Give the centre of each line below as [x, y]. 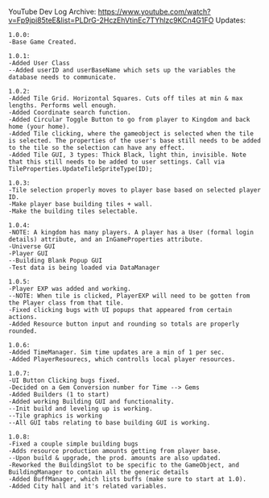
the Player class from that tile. [66, 303]
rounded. [23, 331]
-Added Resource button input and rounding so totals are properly [124, 324]
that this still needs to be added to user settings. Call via [117, 162]
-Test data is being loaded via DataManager [84, 268]
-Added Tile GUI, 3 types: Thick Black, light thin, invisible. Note [128, 155]
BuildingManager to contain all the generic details [99, 472]
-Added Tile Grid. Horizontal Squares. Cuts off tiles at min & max [126, 98]
